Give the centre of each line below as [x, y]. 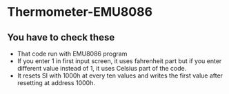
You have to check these [61, 37]
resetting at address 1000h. [56, 83]
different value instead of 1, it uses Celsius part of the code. [102, 68]
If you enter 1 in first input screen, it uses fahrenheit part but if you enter [119, 61]
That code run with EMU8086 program [72, 54]
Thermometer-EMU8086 [80, 12]
